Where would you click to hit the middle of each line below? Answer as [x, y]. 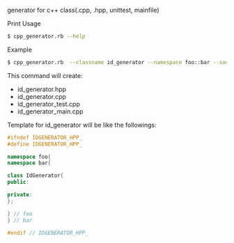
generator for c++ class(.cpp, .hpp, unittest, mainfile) [83, 10]
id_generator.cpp [41, 96]
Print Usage [24, 23]
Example [20, 49]
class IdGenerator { [36, 176]
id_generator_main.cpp [50, 111]
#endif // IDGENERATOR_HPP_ [48, 233]
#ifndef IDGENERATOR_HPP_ [45, 138]
